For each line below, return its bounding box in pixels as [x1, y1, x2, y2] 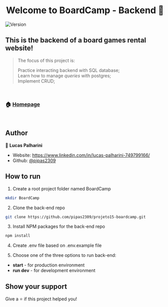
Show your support [5, 282, 67, 291]
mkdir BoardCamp [5, 195, 39, 201]
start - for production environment [12, 262, 85, 268]
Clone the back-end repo [12, 205, 65, 211]
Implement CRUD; [17, 78, 56, 84]
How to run [5, 172, 41, 181]
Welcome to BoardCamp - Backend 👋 [6, 5, 164, 16]
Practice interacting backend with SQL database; [17, 67, 120, 73]
